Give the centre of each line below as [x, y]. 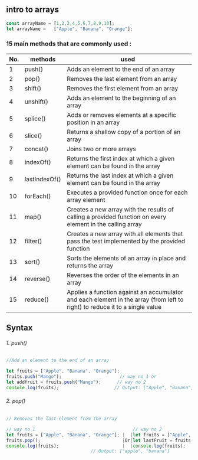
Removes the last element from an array [122, 79]
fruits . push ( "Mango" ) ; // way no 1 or [82, 377]
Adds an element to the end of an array [121, 69]
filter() [33, 241]
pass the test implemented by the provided [126, 241]
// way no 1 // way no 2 [84, 429]
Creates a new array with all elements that [125, 234]
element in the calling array [105, 224]
